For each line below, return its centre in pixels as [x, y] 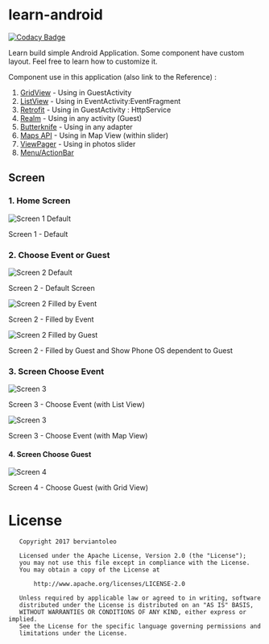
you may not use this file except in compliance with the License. [134, 563]
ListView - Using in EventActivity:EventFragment [100, 101]
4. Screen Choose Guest [50, 454]
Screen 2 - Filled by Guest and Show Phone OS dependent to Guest [121, 350]
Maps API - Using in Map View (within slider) [94, 135]
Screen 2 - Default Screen [52, 288]
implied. [23, 619]
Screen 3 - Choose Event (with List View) [77, 405]
